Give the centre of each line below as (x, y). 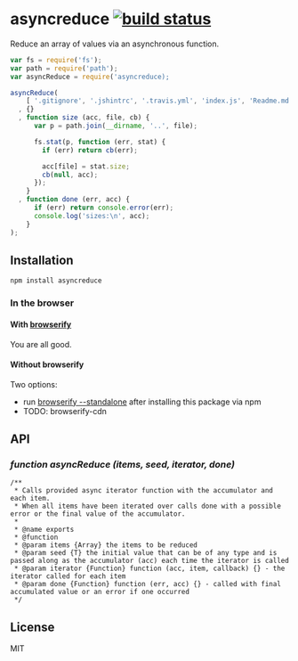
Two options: (34, 384)
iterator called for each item (68, 576)
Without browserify (47, 364)
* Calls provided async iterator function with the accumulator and (144, 491)
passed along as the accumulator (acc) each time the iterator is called (150, 561)
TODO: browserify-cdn (65, 411)
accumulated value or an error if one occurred (100, 592)
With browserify (41, 324)
